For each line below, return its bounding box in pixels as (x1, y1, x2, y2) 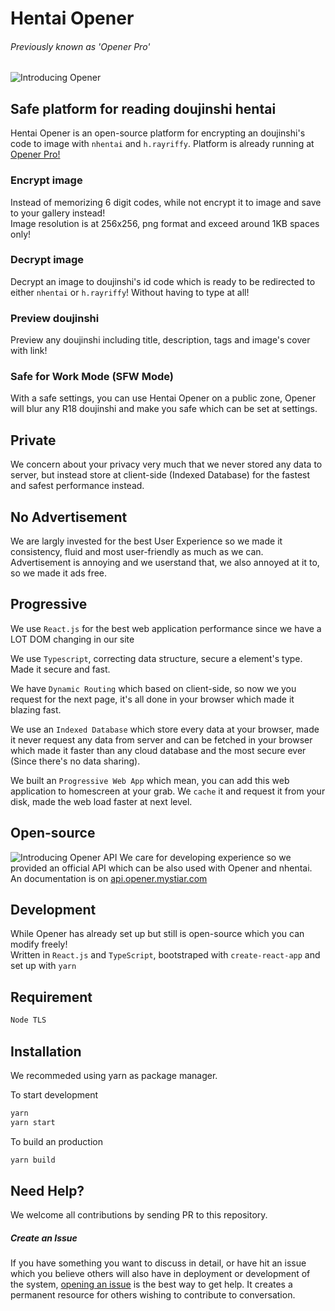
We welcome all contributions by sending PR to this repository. (10, 1209, 268, 1221)
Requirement (10, 988, 93, 1006)
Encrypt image (10, 173, 83, 187)
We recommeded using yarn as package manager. (10, 1069, 218, 1081)
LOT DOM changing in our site (10, 633, 135, 645)
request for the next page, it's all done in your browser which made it (10, 693, 295, 705)
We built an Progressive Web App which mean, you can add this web (10, 774, 290, 786)
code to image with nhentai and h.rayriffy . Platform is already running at (10, 138, 315, 150)
